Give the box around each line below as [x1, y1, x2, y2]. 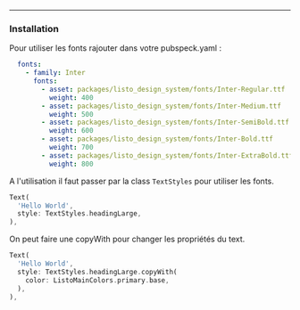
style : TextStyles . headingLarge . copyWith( [17, 267, 178, 276]
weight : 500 [48, 110, 94, 118]
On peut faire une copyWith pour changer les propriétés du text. [9, 233, 246, 245]
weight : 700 [48, 143, 94, 152]
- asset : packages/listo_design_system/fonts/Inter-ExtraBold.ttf [41, 151, 294, 160]
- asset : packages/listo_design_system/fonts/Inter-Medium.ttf [41, 102, 281, 110]
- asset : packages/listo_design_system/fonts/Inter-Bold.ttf [41, 135, 274, 143]
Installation [9, 22, 60, 35]
